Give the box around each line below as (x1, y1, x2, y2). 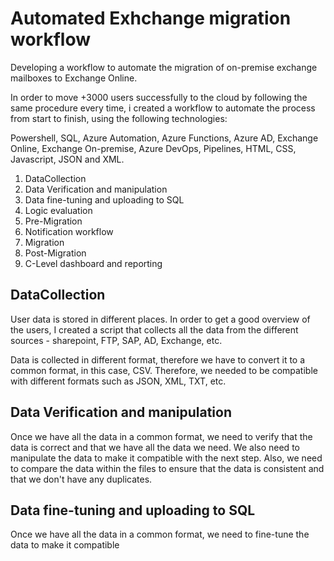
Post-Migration (24, 247, 87, 259)
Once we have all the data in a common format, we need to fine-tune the (10, 528, 310, 541)
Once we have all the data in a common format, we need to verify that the (10, 430, 313, 442)
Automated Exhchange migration (10, 7, 292, 30)
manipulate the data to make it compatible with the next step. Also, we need (10, 452, 323, 464)
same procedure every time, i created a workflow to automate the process (10, 102, 316, 114)
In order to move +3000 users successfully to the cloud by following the (10, 91, 308, 103)
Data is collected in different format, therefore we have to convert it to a (10, 353, 306, 366)
